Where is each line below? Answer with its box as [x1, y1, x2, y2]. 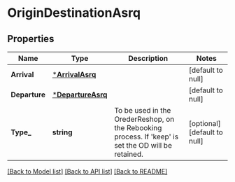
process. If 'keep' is [114, 132, 179, 141]
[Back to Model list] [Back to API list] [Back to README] [7, 167, 168, 176]
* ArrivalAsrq [52, 70, 97, 79]
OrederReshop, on [114, 114, 175, 124]
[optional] [188, 119, 222, 128]
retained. [114, 149, 143, 159]
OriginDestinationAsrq [7, 5, 141, 21]
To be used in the [114, 106, 171, 115]
